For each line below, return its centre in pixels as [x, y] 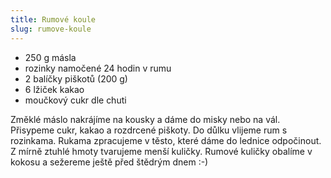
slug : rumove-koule [51, 29]
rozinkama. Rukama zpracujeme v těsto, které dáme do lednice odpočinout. [166, 140]
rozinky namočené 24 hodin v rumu [98, 68]
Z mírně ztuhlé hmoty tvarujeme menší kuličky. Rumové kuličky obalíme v [161, 151]
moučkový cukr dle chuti [75, 100]
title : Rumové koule [53, 19]
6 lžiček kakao [54, 89]
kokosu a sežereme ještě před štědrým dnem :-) [109, 162]
